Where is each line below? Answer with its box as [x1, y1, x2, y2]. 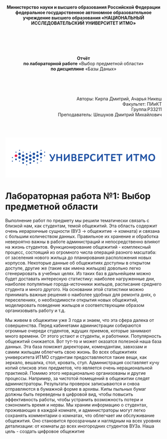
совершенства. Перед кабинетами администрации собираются [5, 322, 141, 328]
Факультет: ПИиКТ [122, 101, 162, 107]
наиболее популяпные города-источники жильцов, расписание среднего [5, 281, 162, 287]
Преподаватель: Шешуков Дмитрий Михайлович [58, 112, 162, 118]
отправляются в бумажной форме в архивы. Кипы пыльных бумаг [5, 386, 147, 392]
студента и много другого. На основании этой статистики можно [5, 286, 144, 292]
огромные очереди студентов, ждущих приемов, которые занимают [5, 327, 152, 333]
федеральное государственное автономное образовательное [15, 9, 152, 15]
